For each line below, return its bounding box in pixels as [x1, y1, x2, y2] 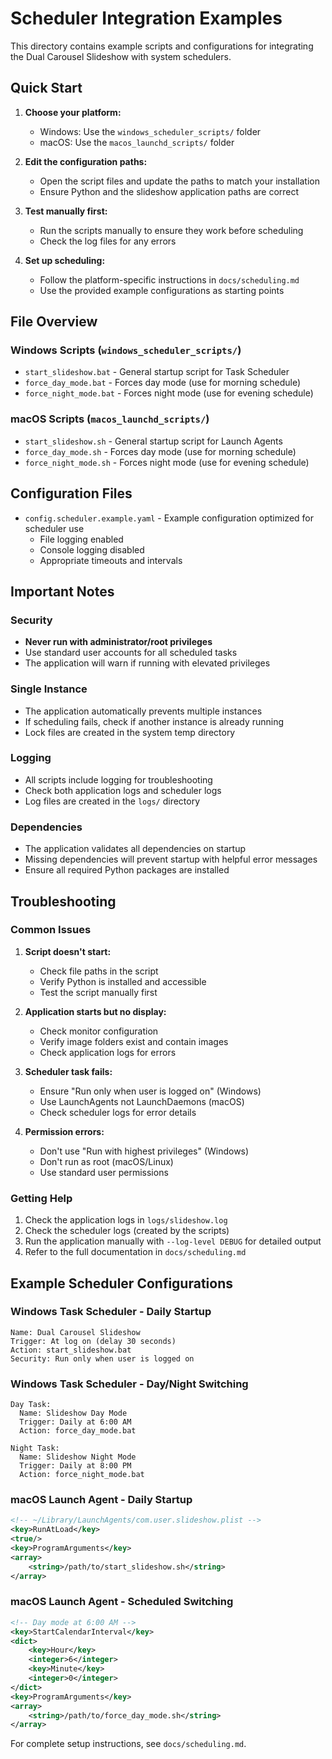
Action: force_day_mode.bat [19, 1426, 137, 1436]
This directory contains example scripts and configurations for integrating [10, 40, 314, 52]
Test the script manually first [39, 986, 158, 998]
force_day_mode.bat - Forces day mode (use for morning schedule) [24, 377, 301, 389]
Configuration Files [10, 485, 133, 502]
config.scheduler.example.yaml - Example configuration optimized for [24, 512, 314, 524]
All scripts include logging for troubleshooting [24, 773, 213, 786]
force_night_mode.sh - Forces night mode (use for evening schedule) [24, 456, 310, 468]
